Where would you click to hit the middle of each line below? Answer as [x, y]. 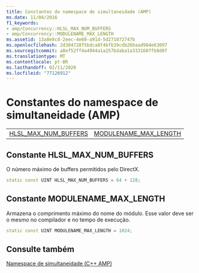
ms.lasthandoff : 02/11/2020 [41, 67]
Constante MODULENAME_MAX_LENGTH [86, 199]
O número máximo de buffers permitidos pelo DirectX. [73, 169]
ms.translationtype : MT [36, 56]
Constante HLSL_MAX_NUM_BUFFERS [80, 155]
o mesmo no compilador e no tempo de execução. [68, 220]
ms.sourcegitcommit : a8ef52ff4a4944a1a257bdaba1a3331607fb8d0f [87, 51]
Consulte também [40, 249]
